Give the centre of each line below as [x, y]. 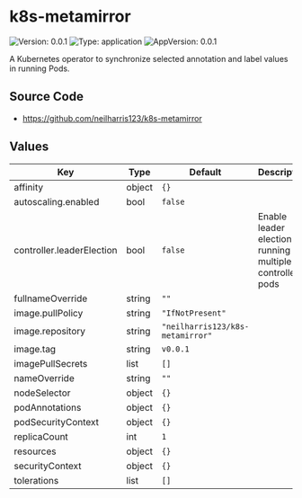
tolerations [36, 480]
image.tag [35, 349]
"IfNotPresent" [194, 313]
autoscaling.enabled [57, 201]
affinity [28, 187]
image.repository [50, 331]
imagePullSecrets [51, 363]
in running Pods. [40, 68]
